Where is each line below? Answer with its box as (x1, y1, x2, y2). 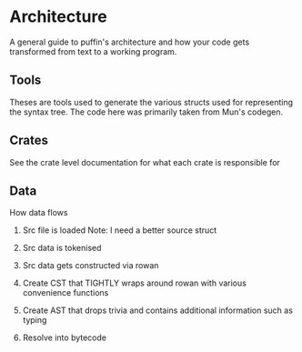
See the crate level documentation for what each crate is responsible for (9, 156, 280, 167)
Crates (9, 133, 48, 148)
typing (22, 315, 47, 326)
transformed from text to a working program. (9, 45, 177, 56)
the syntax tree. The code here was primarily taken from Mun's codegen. (9, 106, 284, 117)
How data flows (9, 207, 68, 218)
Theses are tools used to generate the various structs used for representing (9, 96, 294, 107)
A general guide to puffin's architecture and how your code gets (9, 36, 250, 47)
